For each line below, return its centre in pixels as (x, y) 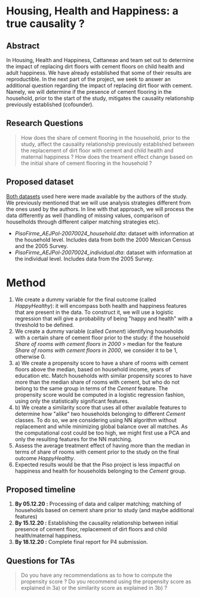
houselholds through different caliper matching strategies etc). (83, 222)
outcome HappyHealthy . (45, 458)
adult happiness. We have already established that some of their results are (99, 73)
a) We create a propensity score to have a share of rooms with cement (101, 363)
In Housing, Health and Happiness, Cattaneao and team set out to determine (100, 60)
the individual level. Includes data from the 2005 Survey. (84, 259)
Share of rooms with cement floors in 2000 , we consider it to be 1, (96, 350)
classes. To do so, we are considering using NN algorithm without (96, 420)
